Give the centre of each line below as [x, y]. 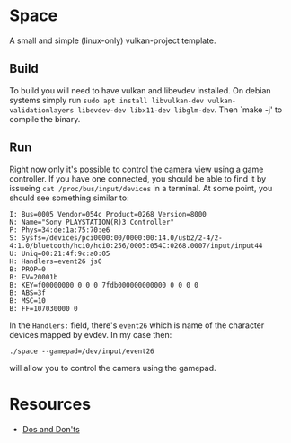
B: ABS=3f [28, 293]
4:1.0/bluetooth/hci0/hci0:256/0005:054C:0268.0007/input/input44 [136, 245]
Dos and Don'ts [51, 429]
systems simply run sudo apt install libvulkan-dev [107, 100]
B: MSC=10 [28, 301]
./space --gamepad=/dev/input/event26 [82, 351]
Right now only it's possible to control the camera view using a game [137, 169]
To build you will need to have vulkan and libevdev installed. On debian [140, 90]
